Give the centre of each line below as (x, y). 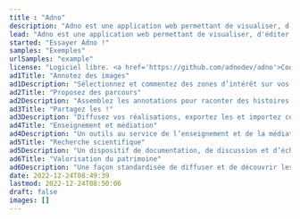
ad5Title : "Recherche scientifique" (77, 142)
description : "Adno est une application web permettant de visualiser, (145, 26)
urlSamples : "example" (51, 59)
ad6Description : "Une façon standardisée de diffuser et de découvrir (143, 167)
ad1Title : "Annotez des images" (69, 76)
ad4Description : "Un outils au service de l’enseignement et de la (137, 134)
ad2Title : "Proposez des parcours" (75, 92)
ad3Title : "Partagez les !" (62, 109)
